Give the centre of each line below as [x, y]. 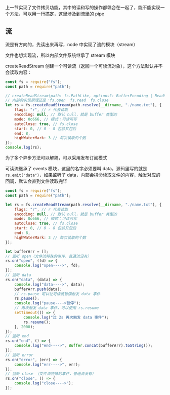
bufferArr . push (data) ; [38, 289]
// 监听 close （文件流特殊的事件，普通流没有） [51, 374]
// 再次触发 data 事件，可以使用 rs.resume [57, 308]
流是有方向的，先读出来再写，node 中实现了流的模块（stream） [72, 44]
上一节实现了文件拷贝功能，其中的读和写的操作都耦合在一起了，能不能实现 [83, 7]
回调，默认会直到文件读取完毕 [36, 181]
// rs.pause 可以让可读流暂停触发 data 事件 [57, 294]
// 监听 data [18, 275]
